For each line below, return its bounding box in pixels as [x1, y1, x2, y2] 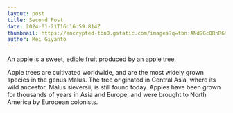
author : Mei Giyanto [7, 36, 67, 43]
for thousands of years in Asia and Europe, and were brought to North [7, 91, 207, 99]
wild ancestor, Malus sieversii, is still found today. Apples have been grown [7, 83, 221, 92]
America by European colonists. [7, 98, 98, 106]
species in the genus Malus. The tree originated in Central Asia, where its [7, 76, 216, 84]
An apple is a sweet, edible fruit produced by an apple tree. [7, 55, 177, 63]
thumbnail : [7, 29, 39, 37]
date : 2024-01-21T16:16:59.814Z [7, 23, 101, 30]
